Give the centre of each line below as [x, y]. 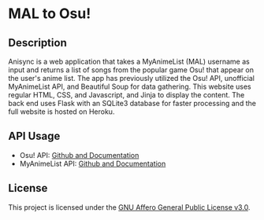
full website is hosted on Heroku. [61, 112]
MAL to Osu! [50, 14]
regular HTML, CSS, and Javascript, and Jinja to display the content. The [126, 95]
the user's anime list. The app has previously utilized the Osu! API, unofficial [131, 78]
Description [37, 43]
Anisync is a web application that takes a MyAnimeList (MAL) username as [129, 61]
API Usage [34, 136]
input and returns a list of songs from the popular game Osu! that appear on [131, 70]
